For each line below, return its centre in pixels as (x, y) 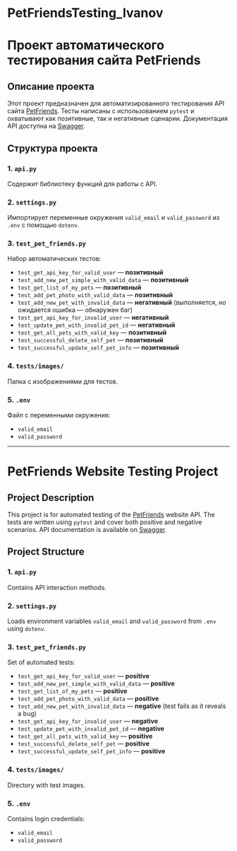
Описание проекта (51, 86)
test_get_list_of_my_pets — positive (72, 691)
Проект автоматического (86, 46)
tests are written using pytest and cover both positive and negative (105, 522)
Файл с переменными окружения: (59, 415)
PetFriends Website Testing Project (113, 471)
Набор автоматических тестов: (54, 259)
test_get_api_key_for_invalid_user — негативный (93, 318)
